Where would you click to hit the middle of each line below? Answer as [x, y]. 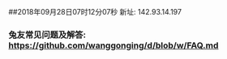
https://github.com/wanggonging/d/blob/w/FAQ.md [113, 45]
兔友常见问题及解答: [47, 35]
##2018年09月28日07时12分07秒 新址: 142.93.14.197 [95, 12]
